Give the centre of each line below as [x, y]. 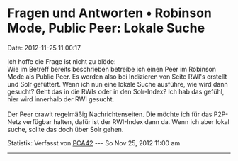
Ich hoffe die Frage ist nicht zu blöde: [62, 61]
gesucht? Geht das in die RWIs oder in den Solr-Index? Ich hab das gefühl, [116, 91]
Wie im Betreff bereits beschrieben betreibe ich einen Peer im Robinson [112, 69]
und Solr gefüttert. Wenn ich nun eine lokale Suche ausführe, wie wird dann [118, 84]
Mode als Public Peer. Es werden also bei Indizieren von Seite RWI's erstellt [117, 77]
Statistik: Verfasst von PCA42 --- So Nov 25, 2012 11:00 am [94, 143]
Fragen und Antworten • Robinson [110, 13]
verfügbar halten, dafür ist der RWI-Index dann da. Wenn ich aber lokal [126, 121]
